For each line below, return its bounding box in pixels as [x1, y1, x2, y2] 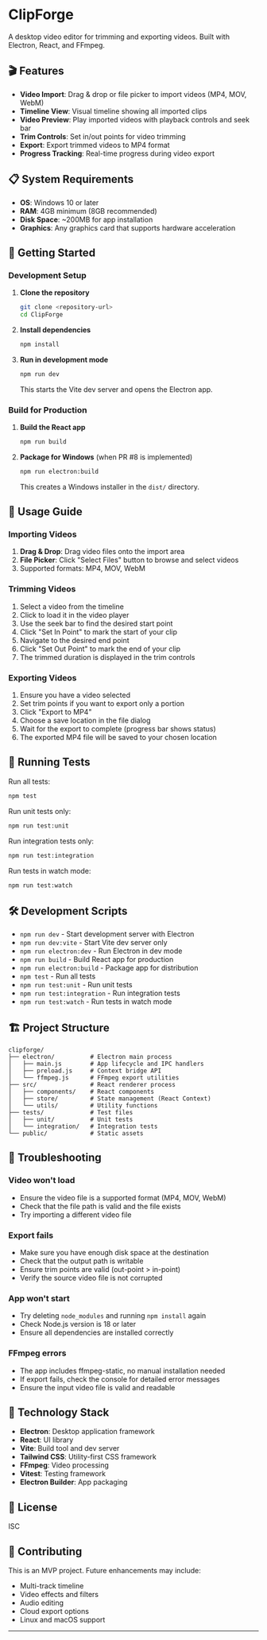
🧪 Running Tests [8, 755, 91, 769]
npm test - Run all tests [19, 971, 96, 981]
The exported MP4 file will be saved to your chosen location [19, 733, 217, 742]
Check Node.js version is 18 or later [19, 1320, 137, 1329]
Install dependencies [19, 325, 91, 335]
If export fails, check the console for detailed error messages [19, 1374, 220, 1384]
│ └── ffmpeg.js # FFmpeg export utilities [8, 1074, 180, 1082]
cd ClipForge [19, 311, 64, 319]
